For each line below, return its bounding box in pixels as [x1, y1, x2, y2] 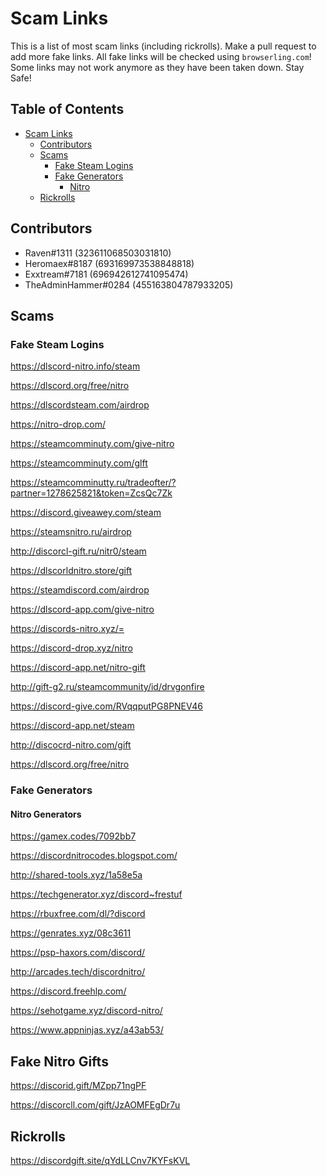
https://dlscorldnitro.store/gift [10, 565, 133, 577]
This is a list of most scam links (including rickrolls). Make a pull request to [10, 40, 317, 52]
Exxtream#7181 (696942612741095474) [24, 268, 189, 280]
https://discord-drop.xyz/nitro [10, 642, 133, 654]
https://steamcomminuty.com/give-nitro [10, 438, 175, 450]
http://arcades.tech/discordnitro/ [10, 966, 146, 978]
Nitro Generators [10, 808, 82, 820]
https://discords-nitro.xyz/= [10, 623, 125, 635]
